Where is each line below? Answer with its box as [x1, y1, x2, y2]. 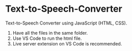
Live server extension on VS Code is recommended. [12, 40, 122, 46]
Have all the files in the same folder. [12, 30, 88, 36]
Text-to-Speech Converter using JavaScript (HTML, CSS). [5, 20, 127, 26]
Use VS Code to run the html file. [12, 35, 82, 41]
